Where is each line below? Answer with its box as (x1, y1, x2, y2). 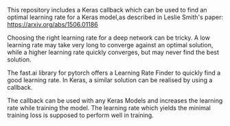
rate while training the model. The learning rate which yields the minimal (7, 104, 211, 112)
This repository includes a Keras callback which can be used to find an (7, 6, 207, 14)
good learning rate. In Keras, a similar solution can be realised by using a (7, 76, 213, 84)
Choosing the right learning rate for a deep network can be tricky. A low (7, 34, 211, 42)
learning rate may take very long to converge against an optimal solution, (7, 41, 214, 49)
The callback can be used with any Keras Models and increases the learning (7, 97, 223, 105)
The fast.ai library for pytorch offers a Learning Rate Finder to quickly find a (7, 68, 221, 77)
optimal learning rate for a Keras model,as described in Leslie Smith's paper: (7, 13, 223, 21)
